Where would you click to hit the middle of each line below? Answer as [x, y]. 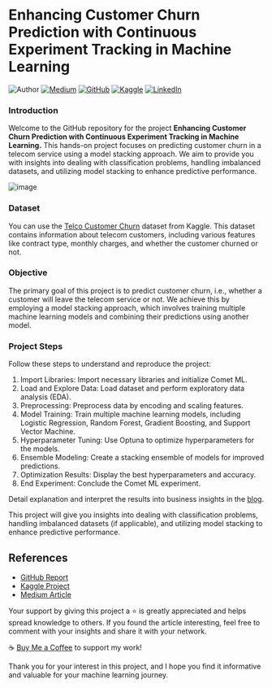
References [38, 557]
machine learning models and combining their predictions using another [129, 316]
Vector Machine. [47, 432]
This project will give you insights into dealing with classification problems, [133, 515]
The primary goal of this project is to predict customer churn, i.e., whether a [135, 290]
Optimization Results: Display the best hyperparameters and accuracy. [138, 475]
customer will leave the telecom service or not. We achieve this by [119, 299]
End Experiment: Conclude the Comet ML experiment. [110, 483]
